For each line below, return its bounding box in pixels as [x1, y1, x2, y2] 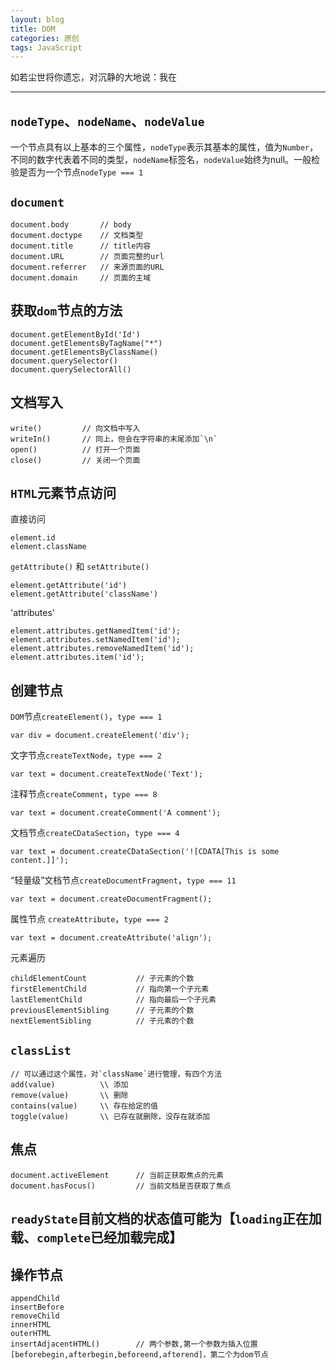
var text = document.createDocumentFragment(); [10, 894, 213, 905]
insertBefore [10, 1302, 65, 1312]
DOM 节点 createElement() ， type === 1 [10, 711, 163, 723]
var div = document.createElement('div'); [10, 731, 190, 741]
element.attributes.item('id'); [10, 652, 145, 663]
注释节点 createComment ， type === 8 [10, 788, 158, 800]
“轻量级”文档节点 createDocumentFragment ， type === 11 [10, 874, 237, 886]
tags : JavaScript [10, 42, 83, 53]
